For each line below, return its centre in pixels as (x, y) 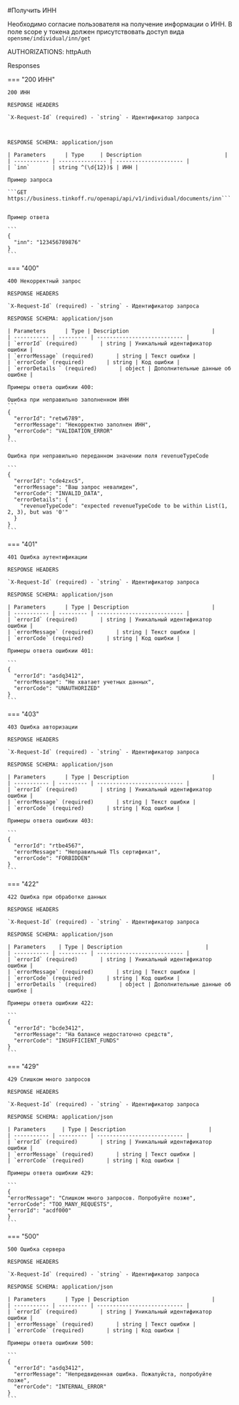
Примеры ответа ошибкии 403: (51, 821)
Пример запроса (30, 180)
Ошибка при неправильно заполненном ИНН (68, 400)
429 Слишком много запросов (49, 1080)
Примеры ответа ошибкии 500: (51, 1343)
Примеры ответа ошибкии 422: (51, 1003)
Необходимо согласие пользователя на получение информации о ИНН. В (120, 24)
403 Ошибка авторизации (43, 727)
